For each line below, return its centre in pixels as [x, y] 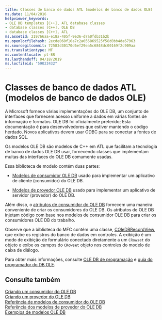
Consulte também [33, 280]
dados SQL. [17, 137]
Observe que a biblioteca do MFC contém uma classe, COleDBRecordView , [80, 230]
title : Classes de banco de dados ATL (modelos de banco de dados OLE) [79, 9]
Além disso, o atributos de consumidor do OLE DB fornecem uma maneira [79, 205]
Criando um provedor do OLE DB [38, 297]
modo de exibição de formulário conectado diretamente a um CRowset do [78, 240]
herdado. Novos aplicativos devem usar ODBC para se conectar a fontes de [81, 132]
